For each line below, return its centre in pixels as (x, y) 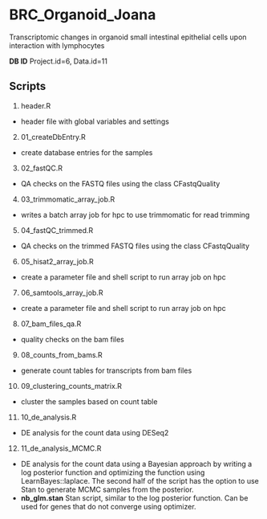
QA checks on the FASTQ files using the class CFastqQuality (120, 183)
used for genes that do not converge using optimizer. (108, 506)
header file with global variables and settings (95, 121)
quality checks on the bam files (73, 339)
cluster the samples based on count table (89, 401)
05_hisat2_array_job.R (57, 261)
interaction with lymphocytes (57, 45)
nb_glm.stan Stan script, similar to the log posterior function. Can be (134, 498)
